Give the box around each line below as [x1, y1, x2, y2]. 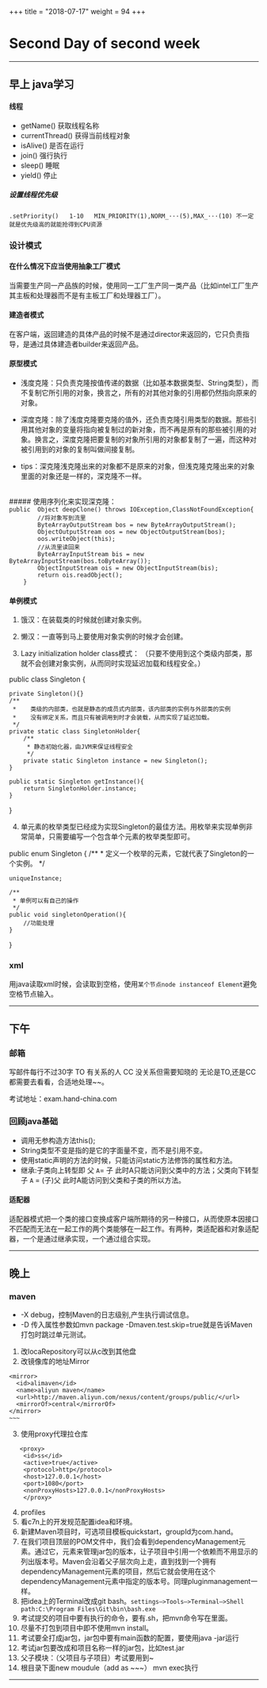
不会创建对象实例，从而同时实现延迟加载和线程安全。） [27, 659, 205, 668]
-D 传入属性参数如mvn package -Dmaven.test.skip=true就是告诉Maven [20, 1320, 253, 1330]
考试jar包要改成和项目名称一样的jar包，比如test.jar [20, 1644, 185, 1653]
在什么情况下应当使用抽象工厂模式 [9, 261, 120, 271]
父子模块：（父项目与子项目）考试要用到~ [20, 1653, 154, 1663]
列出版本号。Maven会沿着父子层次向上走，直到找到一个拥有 [20, 1557, 217, 1566]
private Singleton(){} [9, 690, 84, 698]
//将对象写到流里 [37, 514, 86, 523]
